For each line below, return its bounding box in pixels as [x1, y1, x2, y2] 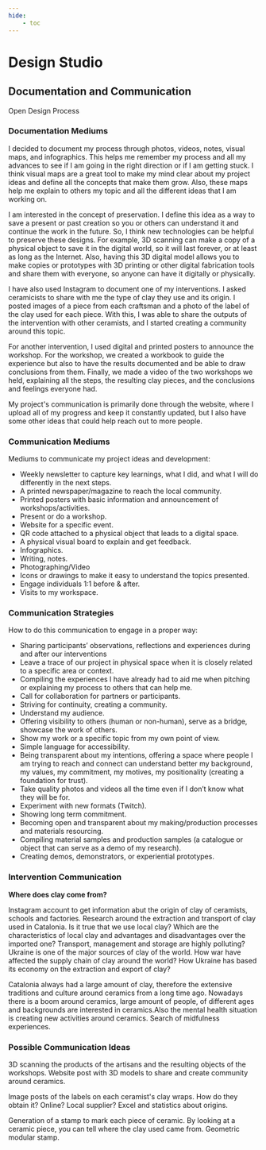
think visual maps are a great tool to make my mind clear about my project [8, 168, 250, 179]
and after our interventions [19, 649, 107, 659]
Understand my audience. [19, 708, 105, 718]
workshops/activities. [19, 504, 91, 513]
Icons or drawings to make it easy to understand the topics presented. [19, 571, 250, 581]
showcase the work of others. [19, 725, 118, 735]
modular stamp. [8, 1133, 60, 1142]
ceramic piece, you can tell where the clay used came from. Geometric [8, 1124, 241, 1133]
